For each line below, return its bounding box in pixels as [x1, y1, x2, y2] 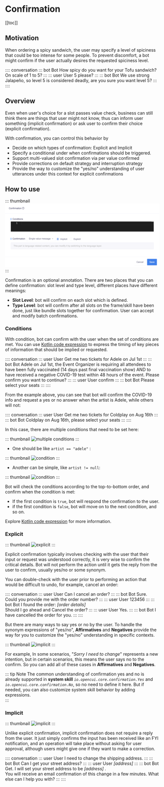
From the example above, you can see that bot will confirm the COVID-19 [5, 392, 152, 398]
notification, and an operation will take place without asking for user [5, 741, 142, 747]
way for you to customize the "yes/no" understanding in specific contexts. [5, 632, 155, 638]
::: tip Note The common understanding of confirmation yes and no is [5, 671, 144, 677]
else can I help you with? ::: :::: [5, 776, 66, 782]
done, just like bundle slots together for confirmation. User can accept [12, 307, 154, 313]
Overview [5, 97, 36, 105]
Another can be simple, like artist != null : [12, 465, 100, 470]
